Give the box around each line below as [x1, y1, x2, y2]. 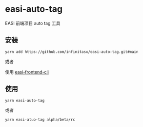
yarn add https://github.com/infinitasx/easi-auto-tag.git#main [5, 49, 139, 54]
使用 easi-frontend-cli [5, 69, 49, 75]
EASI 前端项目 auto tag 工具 [5, 20, 61, 26]
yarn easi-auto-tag [5, 98, 45, 103]
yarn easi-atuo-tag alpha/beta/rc [5, 117, 76, 122]
